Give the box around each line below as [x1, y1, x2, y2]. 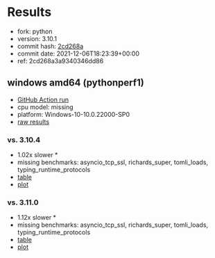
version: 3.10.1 [17, 34, 58, 42]
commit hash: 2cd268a [17, 42, 84, 50]
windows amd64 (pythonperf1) [7, 77, 144, 89]
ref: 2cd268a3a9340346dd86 [17, 56, 104, 65]
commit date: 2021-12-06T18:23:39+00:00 [17, 49, 140, 58]
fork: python [17, 27, 53, 35]
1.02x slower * [17, 151, 58, 159]
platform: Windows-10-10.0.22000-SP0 [17, 110, 130, 118]
